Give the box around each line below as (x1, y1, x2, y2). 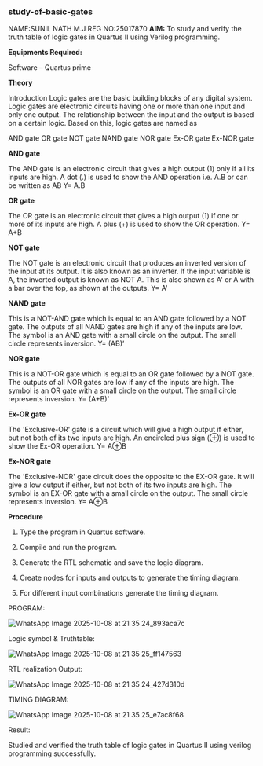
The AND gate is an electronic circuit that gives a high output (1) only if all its (8, 164, 255, 174)
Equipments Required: (8, 48, 82, 57)
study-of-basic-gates (8, 6, 93, 17)
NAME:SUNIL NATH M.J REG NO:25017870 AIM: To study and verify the (8, 24, 242, 34)
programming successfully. (8, 749, 97, 758)
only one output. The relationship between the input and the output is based (8, 110, 254, 119)
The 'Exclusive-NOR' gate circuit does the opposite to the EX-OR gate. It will (8, 472, 255, 482)
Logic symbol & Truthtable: (8, 634, 96, 643)
